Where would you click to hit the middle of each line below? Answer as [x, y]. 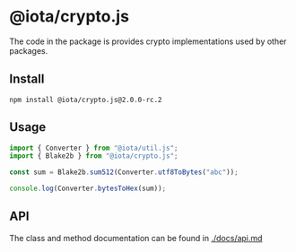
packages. [29, 50]
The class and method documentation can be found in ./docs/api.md [136, 238]
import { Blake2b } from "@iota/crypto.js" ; [94, 156]
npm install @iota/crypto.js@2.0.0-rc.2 [86, 100]
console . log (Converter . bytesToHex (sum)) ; [88, 189]
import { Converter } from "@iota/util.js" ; [94, 148]
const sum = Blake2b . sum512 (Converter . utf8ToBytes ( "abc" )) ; [124, 172]
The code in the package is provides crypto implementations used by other [148, 41]
